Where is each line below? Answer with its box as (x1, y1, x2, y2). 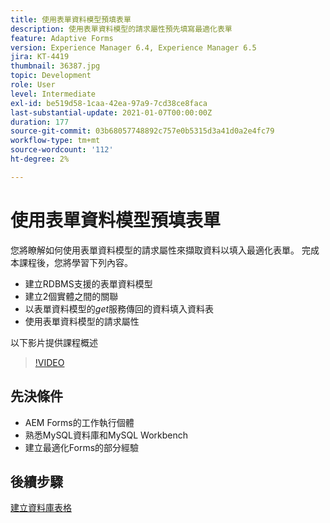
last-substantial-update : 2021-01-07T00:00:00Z (10, 107, 213, 118)
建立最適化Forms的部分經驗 (24, 441, 140, 453)
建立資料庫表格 (10, 502, 72, 514)
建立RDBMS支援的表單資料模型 (24, 277, 153, 290)
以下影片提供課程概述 (10, 336, 98, 348)
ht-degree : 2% (10, 154, 70, 164)
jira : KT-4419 (10, 52, 70, 62)
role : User (10, 80, 56, 90)
